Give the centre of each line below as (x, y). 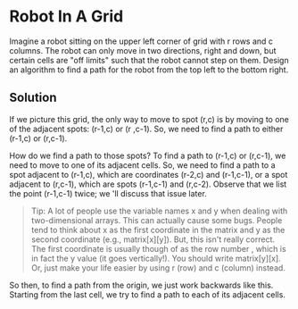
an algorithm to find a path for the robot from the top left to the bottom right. (149, 70)
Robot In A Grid (66, 17)
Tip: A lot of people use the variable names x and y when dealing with (159, 211)
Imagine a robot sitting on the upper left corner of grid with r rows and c (141, 41)
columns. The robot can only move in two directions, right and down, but (143, 50)
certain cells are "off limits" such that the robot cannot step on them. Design (149, 60)
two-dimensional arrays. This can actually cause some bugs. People (157, 220)
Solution (33, 98)
